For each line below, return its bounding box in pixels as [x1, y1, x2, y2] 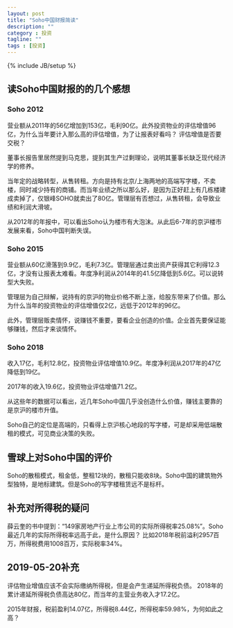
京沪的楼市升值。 [12, 406, 62, 414]
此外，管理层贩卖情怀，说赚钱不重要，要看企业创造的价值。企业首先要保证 [7, 316, 220, 324]
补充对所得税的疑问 [7, 502, 89, 514]
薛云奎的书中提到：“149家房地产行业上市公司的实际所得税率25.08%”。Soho [7, 522, 224, 530]
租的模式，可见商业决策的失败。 [7, 430, 98, 438]
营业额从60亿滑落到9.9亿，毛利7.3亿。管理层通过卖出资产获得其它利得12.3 [7, 260, 220, 269]
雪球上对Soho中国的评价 [7, 452, 112, 464]
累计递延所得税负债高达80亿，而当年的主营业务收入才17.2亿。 [7, 590, 184, 598]
